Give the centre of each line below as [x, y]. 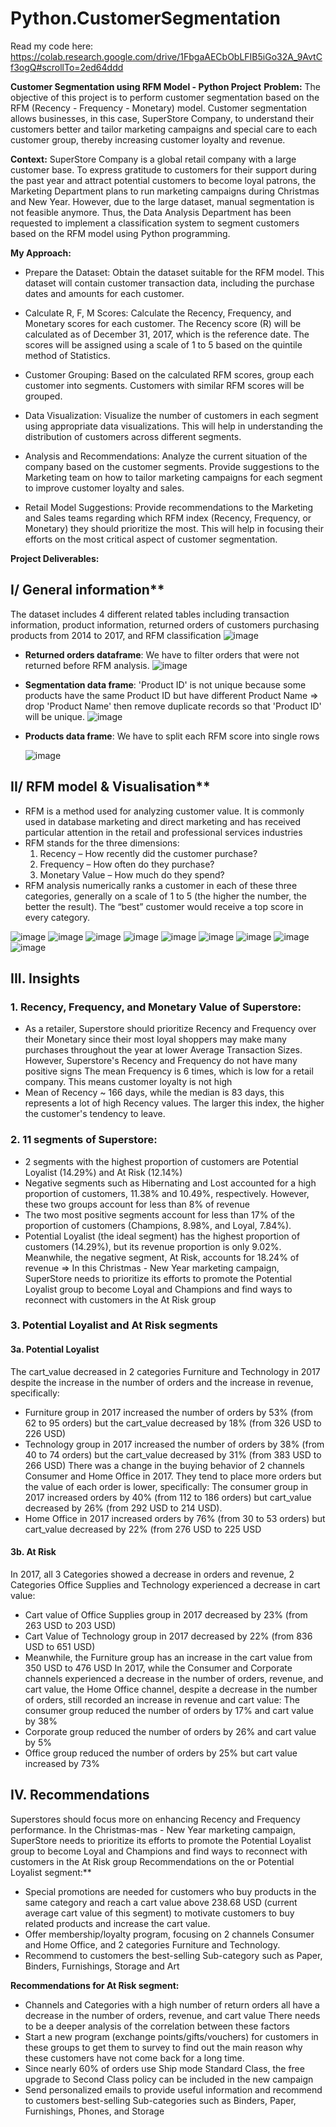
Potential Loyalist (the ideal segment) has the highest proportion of [162, 1236]
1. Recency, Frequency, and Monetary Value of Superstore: [156, 1007]
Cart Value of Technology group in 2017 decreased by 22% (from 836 [168, 1636]
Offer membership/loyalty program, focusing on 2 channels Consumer [169, 1934]
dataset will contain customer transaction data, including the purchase [169, 283]
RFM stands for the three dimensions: [102, 843]
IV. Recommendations [80, 1795]
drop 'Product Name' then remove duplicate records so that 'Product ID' [173, 706]
